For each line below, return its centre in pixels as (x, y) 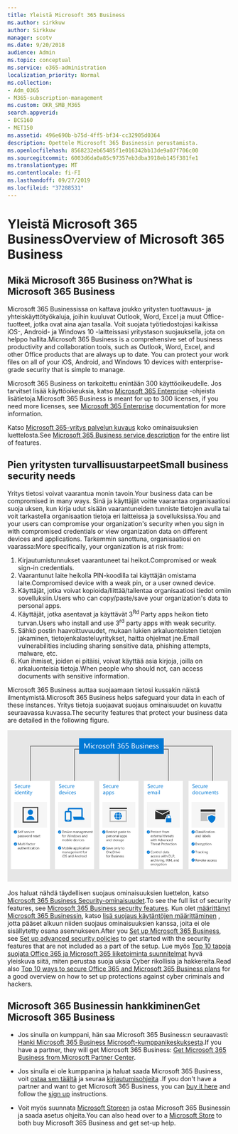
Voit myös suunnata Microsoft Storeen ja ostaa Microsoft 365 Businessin (124, 1108)
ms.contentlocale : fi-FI (44, 173)
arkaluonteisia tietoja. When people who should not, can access (110, 668)
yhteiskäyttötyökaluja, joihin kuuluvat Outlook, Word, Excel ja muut (105, 316)
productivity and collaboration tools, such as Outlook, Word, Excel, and (111, 346)
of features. (24, 443)
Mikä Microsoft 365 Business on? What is (100, 280)
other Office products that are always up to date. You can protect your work (118, 354)
